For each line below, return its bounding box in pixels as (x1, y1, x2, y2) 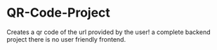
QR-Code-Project (6, 5, 110, 21)
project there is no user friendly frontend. (6, 35, 126, 43)
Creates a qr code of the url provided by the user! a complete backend (6, 28, 211, 36)
